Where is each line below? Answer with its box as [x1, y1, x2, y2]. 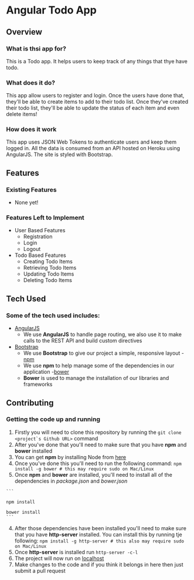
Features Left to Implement [6, 213, 85, 222]
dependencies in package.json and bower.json [14, 477, 128, 484]
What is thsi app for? [6, 45, 66, 53]
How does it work [6, 126, 57, 134]
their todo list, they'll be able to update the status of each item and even [6, 104, 180, 111]
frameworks [23, 381, 53, 388]
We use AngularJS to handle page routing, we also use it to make [23, 331, 182, 338]
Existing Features [6, 185, 57, 194]
